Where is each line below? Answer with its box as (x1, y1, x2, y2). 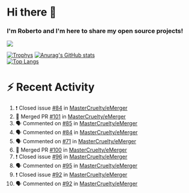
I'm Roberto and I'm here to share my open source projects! (7, 27, 184, 35)
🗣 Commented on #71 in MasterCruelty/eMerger (15, 138, 137, 145)
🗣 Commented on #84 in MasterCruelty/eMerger (15, 129, 138, 136)
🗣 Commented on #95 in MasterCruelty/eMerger (15, 162, 137, 170)
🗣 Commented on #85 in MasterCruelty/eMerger (15, 120, 137, 127)
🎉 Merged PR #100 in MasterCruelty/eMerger (15, 146, 128, 153)
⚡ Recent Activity (7, 80, 95, 94)
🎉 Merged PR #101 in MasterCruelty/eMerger (15, 113, 126, 120)
